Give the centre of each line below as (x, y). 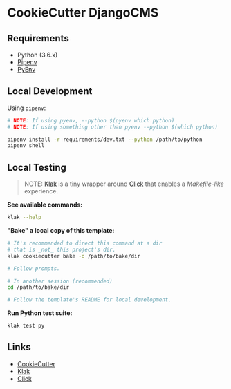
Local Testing (37, 167)
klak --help (24, 218)
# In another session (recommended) (60, 281)
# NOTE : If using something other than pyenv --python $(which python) (112, 127)
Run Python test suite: (40, 313)
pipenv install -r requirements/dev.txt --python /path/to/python (105, 140)
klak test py (26, 326)
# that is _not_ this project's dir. (62, 249)
